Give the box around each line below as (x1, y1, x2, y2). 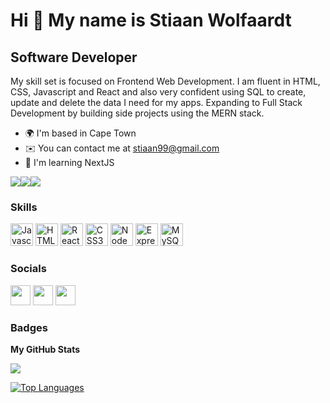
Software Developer (10, 49, 138, 66)
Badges (10, 320, 48, 334)
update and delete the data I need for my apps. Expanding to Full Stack (10, 97, 303, 108)
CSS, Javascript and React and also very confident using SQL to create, (10, 86, 307, 98)
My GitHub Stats (10, 343, 81, 355)
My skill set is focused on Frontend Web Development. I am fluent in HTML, (10, 75, 321, 87)
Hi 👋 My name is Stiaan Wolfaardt (10, 9, 292, 32)
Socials (10, 262, 47, 276)
